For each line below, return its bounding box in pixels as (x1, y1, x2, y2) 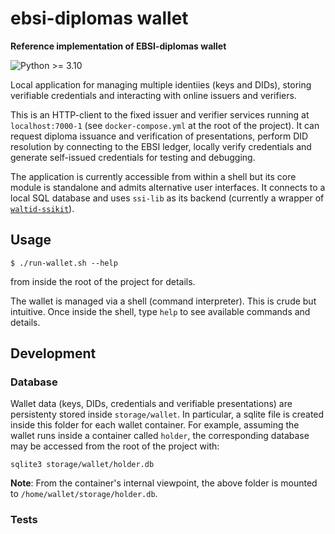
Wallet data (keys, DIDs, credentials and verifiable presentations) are (10, 398, 293, 410)
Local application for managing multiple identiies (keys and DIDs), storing (10, 78, 312, 91)
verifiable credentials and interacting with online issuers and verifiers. (10, 89, 297, 101)
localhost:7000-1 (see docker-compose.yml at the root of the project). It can (10, 119, 320, 131)
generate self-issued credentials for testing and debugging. (10, 151, 256, 163)
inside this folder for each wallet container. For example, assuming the (10, 419, 300, 431)
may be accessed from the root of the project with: (10, 440, 220, 452)
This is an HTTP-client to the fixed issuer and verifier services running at (10, 108, 310, 121)
